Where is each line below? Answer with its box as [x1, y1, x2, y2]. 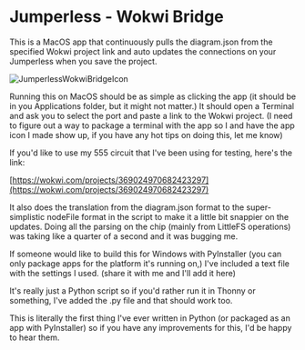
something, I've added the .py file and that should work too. [9, 295, 233, 305]
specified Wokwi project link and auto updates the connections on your [9, 45, 277, 56]
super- [246, 202, 271, 213]
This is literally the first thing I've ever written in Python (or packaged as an [9, 312, 291, 324]
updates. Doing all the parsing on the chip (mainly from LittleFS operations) [9, 221, 291, 232]
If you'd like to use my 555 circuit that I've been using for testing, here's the [9, 147, 293, 158]
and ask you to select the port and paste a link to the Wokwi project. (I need [9, 110, 293, 121]
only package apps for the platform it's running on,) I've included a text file [9, 257, 290, 269]
